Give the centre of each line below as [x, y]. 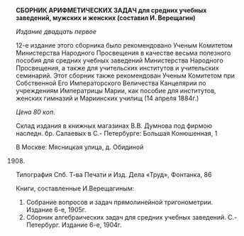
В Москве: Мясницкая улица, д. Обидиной [80, 147]
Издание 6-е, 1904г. [91, 225]
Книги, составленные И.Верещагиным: [75, 188]
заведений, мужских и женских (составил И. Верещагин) [106, 18]
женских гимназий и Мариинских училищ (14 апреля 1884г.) [107, 98]
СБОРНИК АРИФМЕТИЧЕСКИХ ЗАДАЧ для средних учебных [111, 10]
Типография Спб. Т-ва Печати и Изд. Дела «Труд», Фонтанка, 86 [114, 175]
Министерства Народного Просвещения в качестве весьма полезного [123, 53]
